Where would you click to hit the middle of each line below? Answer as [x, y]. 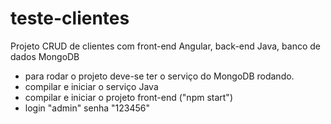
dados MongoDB [45, 56]
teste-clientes [70, 18]
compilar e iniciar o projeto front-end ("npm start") [128, 97]
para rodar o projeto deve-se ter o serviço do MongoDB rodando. [159, 76]
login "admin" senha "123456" [87, 108]
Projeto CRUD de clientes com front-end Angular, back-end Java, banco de [165, 46]
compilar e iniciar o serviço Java [91, 86]
